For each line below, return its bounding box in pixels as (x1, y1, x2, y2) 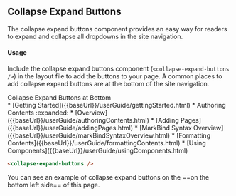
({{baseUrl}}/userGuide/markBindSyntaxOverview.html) (7, 131, 171, 140)
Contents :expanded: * (7, 108, 74, 117)
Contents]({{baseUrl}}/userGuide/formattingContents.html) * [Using (7, 139, 206, 148)
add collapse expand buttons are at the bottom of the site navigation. (7, 80, 210, 88)
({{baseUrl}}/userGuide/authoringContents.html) (7, 116, 149, 125)
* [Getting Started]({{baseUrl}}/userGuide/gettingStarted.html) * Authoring (7, 101, 226, 110)
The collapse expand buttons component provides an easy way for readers (7, 24, 227, 33)
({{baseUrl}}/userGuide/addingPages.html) (7, 124, 134, 133)
